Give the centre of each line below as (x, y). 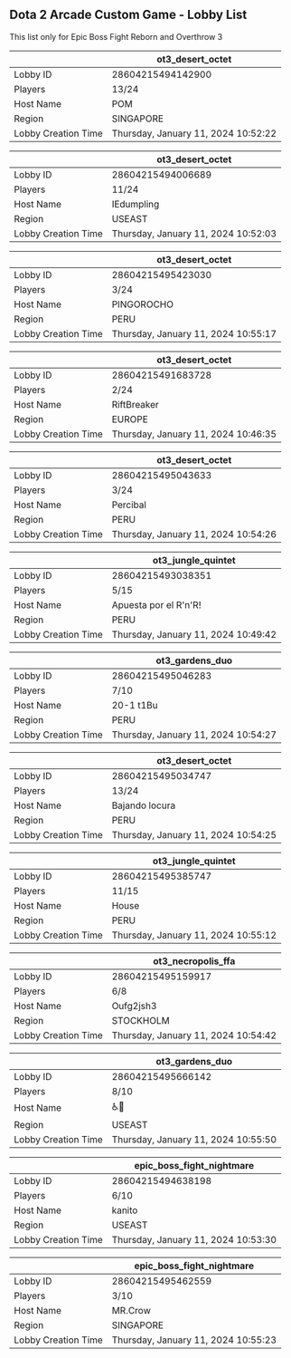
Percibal (129, 505)
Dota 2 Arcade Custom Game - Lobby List (128, 15)
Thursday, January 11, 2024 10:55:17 (194, 333)
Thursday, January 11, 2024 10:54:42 (194, 1035)
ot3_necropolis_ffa (194, 961)
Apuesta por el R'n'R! (156, 604)
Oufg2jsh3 (134, 1006)
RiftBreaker (136, 404)
